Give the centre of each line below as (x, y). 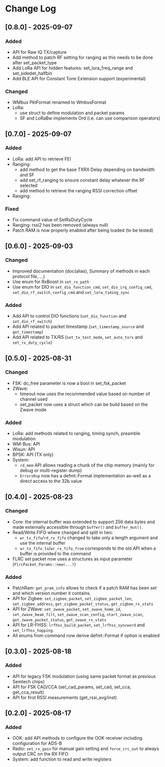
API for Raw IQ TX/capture (40, 52)
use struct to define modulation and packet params (72, 113)
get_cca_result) (28, 692)
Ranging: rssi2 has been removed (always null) (60, 225)
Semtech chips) (28, 681)
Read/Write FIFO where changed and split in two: (63, 532)
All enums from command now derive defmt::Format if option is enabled (86, 635)
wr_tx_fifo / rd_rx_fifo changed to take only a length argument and (89, 537)
